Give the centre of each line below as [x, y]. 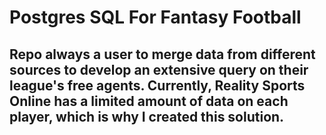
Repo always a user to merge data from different [162, 54]
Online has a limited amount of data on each [149, 101]
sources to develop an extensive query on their [159, 69]
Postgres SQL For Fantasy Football [155, 17]
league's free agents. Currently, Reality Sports [157, 85]
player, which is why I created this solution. [147, 116]
